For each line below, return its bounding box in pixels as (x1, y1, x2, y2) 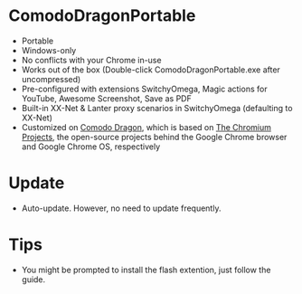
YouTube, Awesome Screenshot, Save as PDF (21, 92, 192, 104)
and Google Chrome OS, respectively (21, 141, 161, 152)
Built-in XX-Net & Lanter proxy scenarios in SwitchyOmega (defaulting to (21, 102, 293, 113)
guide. (21, 273, 46, 285)
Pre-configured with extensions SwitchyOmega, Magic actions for (21, 83, 268, 94)
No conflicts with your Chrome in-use (21, 54, 162, 65)
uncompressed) (21, 73, 81, 84)
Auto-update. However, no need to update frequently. (21, 203, 222, 213)
